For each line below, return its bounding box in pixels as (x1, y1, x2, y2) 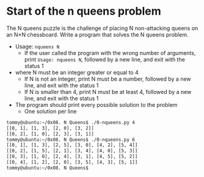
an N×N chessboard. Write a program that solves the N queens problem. (6, 31, 189, 38)
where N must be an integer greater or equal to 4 (15, 68, 139, 76)
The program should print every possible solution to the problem (15, 101, 178, 108)
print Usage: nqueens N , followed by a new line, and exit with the (24, 56, 185, 63)
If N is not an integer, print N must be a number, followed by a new (24, 75, 191, 82)
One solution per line (24, 107, 77, 115)
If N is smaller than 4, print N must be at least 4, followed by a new (24, 88, 192, 95)
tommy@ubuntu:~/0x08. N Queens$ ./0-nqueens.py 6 (6, 136, 136, 143)
